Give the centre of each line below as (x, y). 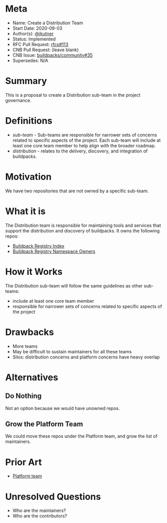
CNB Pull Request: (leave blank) (46, 50)
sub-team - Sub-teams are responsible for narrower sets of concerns (85, 135)
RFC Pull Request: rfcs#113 (40, 44)
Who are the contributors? (40, 516)
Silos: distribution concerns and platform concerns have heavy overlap (86, 357)
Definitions (29, 121)
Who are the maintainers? (39, 511)
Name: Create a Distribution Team (48, 23)
